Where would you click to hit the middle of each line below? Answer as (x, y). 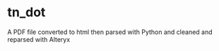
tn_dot (26, 12)
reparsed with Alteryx (39, 39)
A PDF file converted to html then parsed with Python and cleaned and (110, 32)
